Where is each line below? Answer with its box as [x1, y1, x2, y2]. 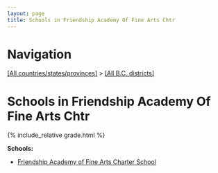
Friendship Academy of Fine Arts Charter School [17, 158, 156, 166]
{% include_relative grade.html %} [7, 131, 106, 139]
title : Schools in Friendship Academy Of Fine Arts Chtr [7, 17, 176, 24]
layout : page [7, 10, 45, 17]
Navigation [7, 46, 72, 62]
